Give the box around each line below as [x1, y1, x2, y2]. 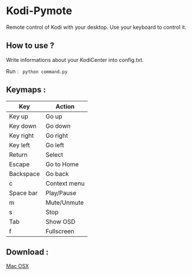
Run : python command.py [6, 68, 68, 75]
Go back [45, 170, 69, 178]
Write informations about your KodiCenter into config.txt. [6, 56, 144, 63]
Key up [9, 112, 28, 120]
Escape [9, 160, 30, 168]
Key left [9, 141, 31, 149]
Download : [6, 247, 49, 257]
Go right [45, 131, 68, 140]
